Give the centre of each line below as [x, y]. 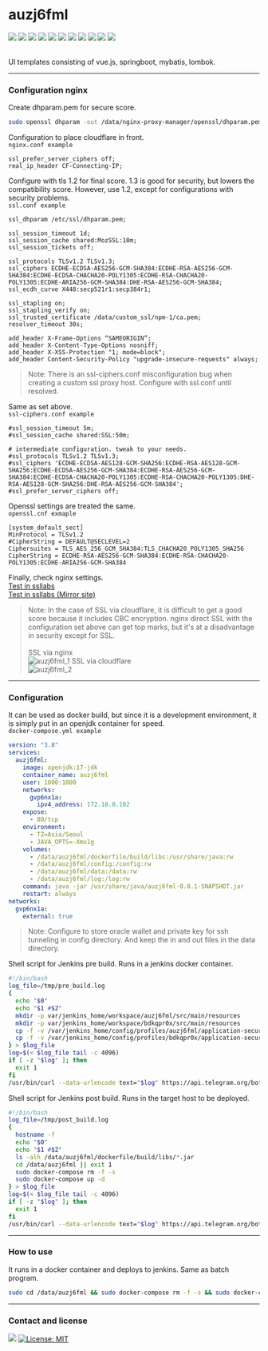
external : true [48, 916]
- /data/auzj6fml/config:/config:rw [90, 864]
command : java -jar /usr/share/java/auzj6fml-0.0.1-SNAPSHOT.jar [134, 887]
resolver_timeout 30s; [46, 325]
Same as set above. [41, 407]
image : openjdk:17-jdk [60, 768]
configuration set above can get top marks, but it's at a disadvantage [141, 627]
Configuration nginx [48, 90]
